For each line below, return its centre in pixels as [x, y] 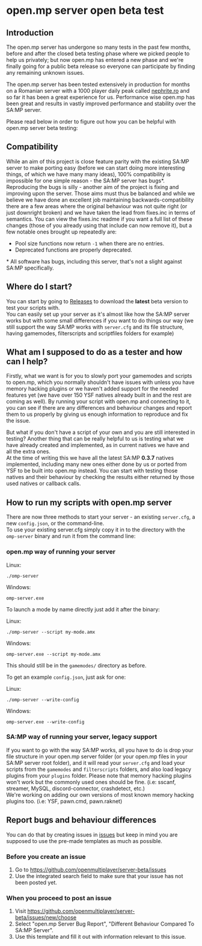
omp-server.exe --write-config [45, 722]
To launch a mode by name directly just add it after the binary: [83, 609]
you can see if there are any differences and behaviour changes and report [99, 408]
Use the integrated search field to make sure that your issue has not [99, 876]
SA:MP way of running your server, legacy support [82, 737]
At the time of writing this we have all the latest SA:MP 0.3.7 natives [90, 458]
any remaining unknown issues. [45, 73]
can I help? [27, 362]
